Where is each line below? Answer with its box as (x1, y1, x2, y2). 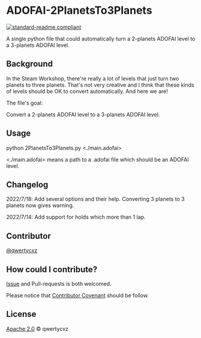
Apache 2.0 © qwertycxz (6, 325, 69, 332)
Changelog (6, 180, 49, 190)
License (6, 309, 37, 319)
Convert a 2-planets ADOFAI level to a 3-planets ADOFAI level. (6, 110, 160, 118)
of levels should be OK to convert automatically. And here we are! (6, 88, 168, 95)
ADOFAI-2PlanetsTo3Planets (6, 4, 152, 17)
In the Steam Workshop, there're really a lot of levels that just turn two (6, 74, 179, 82)
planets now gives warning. (6, 202, 74, 209)
